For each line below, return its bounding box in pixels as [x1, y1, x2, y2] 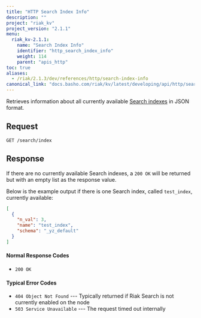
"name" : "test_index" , [17, 223, 74, 229]
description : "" [6, 14, 47, 20]
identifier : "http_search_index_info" [17, 48, 114, 54]
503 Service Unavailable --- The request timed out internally [14, 305, 166, 313]
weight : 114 [17, 53, 47, 59]
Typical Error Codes [6, 279, 57, 286]
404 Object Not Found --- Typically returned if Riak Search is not [14, 292, 175, 300]
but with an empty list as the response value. [6, 176, 117, 183]
